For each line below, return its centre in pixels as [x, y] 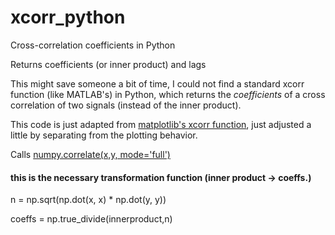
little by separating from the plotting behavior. [104, 135]
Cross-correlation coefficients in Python [93, 45]
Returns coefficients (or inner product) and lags [108, 64]
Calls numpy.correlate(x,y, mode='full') [90, 154]
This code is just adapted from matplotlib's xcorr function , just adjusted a [161, 124]
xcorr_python [68, 17]
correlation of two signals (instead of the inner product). [126, 105]
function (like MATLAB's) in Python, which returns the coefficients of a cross [168, 94]
